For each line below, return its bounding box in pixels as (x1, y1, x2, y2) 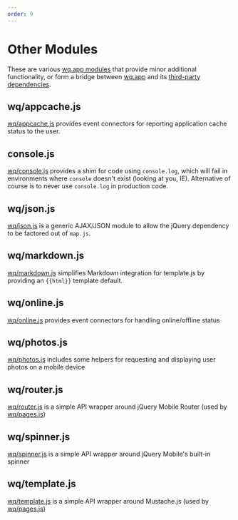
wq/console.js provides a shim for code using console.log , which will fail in (7, 167, 228, 175)
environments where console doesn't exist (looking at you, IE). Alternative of (7, 174, 231, 183)
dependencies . (7, 80, 51, 88)
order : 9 (7, 10, 33, 18)
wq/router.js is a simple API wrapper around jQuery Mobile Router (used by (7, 402, 227, 411)
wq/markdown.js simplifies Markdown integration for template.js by (7, 268, 205, 277)
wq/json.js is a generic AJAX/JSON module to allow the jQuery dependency (7, 222, 229, 230)
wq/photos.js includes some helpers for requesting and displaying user (7, 355, 216, 364)
